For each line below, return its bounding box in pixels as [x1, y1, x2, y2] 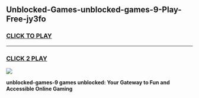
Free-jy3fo [6, 14, 46, 24]
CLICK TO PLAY [6, 32, 52, 40]
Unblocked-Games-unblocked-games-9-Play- [6, 5, 182, 15]
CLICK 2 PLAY [6, 54, 47, 62]
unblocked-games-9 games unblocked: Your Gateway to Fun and [6, 78, 170, 86]
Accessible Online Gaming [6, 85, 73, 92]
